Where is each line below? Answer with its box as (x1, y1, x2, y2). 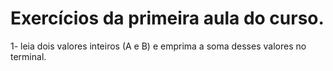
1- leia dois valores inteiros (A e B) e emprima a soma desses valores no (10, 40, 307, 52)
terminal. (10, 50, 47, 62)
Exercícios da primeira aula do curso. (10, 7, 325, 30)
